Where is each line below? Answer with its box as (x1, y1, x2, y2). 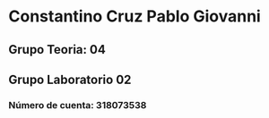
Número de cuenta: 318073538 (8, 98, 147, 111)
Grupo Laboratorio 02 (8, 72, 132, 87)
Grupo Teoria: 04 (8, 42, 107, 57)
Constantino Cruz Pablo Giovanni (8, 6, 261, 27)
